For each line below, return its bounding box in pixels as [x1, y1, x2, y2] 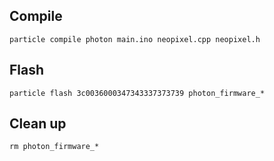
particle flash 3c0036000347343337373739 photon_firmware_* [9, 88, 266, 98]
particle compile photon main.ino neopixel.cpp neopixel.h [9, 34, 261, 44]
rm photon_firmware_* [9, 142, 100, 152]
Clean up [9, 115, 67, 133]
